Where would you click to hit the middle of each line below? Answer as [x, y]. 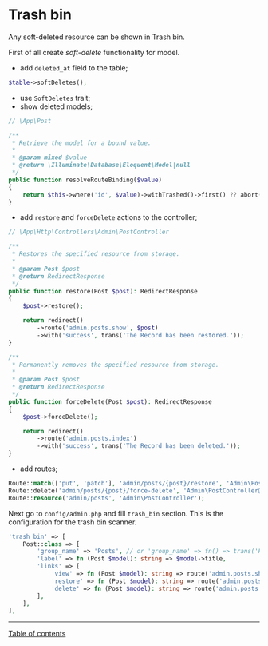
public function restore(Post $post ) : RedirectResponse [103, 291]
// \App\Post [30, 121]
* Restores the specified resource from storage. [96, 254]
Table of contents [37, 634]
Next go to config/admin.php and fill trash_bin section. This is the [116, 513]
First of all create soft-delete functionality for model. [94, 52]
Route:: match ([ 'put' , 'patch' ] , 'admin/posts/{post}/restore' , [116, 484]
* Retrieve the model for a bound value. [81, 143]
